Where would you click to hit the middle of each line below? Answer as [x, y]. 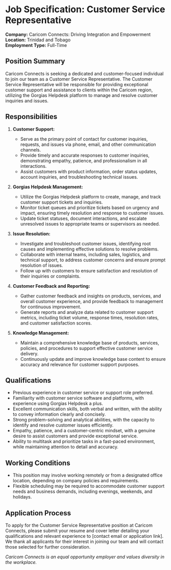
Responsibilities [31, 117]
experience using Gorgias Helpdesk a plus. [58, 404]
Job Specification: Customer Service [85, 9]
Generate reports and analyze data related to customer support [87, 312]
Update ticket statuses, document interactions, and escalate [83, 218]
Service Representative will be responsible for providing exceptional [77, 84]
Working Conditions [38, 463]
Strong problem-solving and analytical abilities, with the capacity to [83, 420]
